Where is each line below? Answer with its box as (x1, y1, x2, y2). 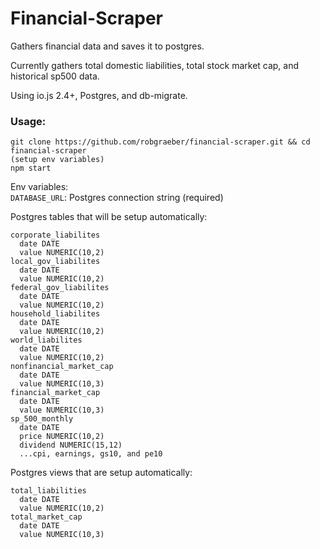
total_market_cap (10, 512, 83, 522)
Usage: (10, 114, 47, 128)
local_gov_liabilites (10, 257, 101, 267)
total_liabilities (10, 486, 87, 496)
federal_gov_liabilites (10, 283, 110, 293)
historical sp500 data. (10, 70, 100, 82)
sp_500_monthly (10, 414, 74, 424)
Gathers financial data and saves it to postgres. (10, 40, 205, 52)
